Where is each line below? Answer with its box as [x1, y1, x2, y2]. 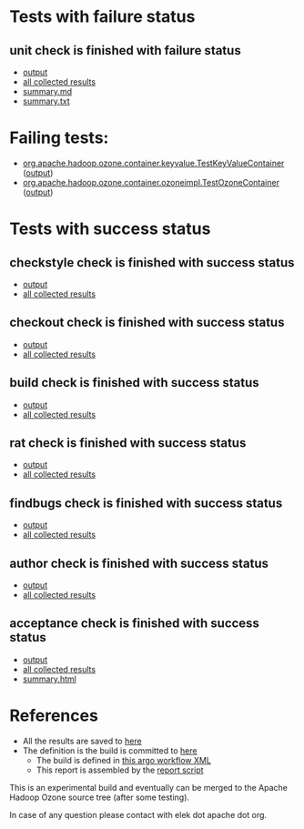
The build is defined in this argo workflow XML [35, 754, 212, 765]
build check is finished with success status [9, 375, 259, 390]
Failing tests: [9, 127, 109, 148]
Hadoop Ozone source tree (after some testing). [9, 792, 189, 803]
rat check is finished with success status [9, 435, 247, 450]
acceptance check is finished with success [9, 616, 259, 632]
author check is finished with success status [9, 555, 269, 571]
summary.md [22, 86, 73, 96]
